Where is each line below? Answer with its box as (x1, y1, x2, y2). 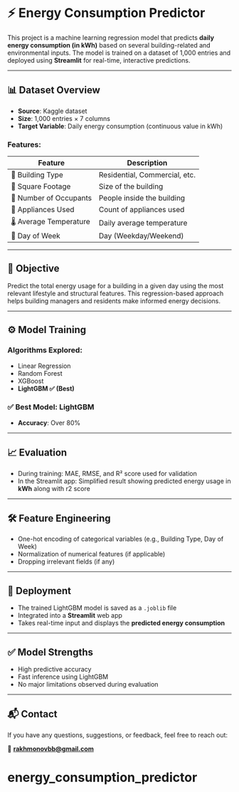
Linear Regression (17, 361, 71, 370)
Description (127, 158, 168, 168)
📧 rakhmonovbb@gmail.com (7, 744, 94, 753)
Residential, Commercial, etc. (98, 170, 196, 180)
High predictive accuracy (17, 665, 92, 674)
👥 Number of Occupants (11, 193, 92, 203)
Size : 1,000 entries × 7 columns (17, 114, 110, 122)
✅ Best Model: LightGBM (7, 402, 95, 412)
